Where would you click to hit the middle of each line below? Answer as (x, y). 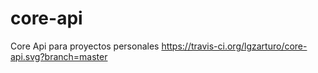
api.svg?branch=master (59, 56)
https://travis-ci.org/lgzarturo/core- (234, 46)
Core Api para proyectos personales (85, 46)
